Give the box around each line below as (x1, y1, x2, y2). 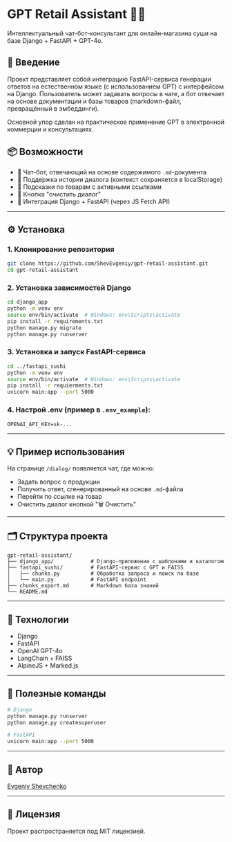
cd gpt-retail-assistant (7, 266, 79, 274)
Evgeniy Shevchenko (7, 782, 67, 790)
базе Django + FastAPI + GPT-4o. (7, 36, 104, 44)
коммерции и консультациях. (7, 125, 94, 134)
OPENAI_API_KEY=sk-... (7, 421, 72, 428)
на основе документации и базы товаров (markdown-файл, (7, 97, 182, 105)
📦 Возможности (7, 146, 84, 158)
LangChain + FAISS (17, 654, 72, 662)
